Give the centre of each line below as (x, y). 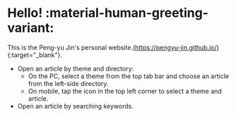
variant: (31, 28)
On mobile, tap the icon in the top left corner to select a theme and (125, 91)
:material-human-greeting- (127, 13)
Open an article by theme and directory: (76, 68)
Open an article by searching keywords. (76, 106)
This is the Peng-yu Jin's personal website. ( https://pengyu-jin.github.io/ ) (113, 47)
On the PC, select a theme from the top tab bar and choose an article (129, 76)
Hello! (25, 13)
